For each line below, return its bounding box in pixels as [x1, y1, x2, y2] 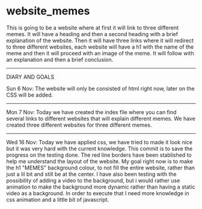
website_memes [6, 4, 90, 18]
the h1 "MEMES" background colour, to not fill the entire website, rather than [6, 164, 195, 171]
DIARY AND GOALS [6, 73, 55, 80]
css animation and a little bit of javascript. [6, 196, 109, 203]
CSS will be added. [6, 91, 54, 98]
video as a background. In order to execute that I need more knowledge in [6, 189, 189, 196]
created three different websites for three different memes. [6, 121, 152, 129]
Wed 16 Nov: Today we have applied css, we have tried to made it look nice [6, 138, 193, 145]
